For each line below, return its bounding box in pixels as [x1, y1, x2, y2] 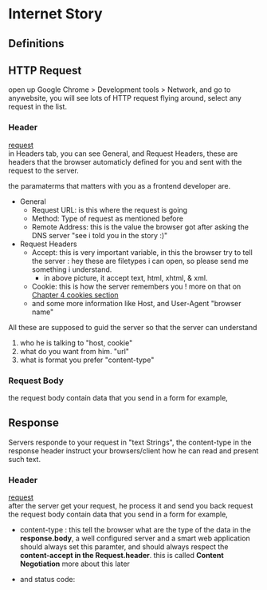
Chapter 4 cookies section [31, 289, 119, 300]
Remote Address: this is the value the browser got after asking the [31, 221, 249, 232]
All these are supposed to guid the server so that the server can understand [8, 322, 257, 332]
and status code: [19, 575, 76, 584]
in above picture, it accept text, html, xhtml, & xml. [43, 273, 208, 282]
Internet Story [8, 5, 103, 23]
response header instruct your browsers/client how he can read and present [8, 445, 259, 456]
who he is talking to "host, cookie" [19, 337, 133, 348]
